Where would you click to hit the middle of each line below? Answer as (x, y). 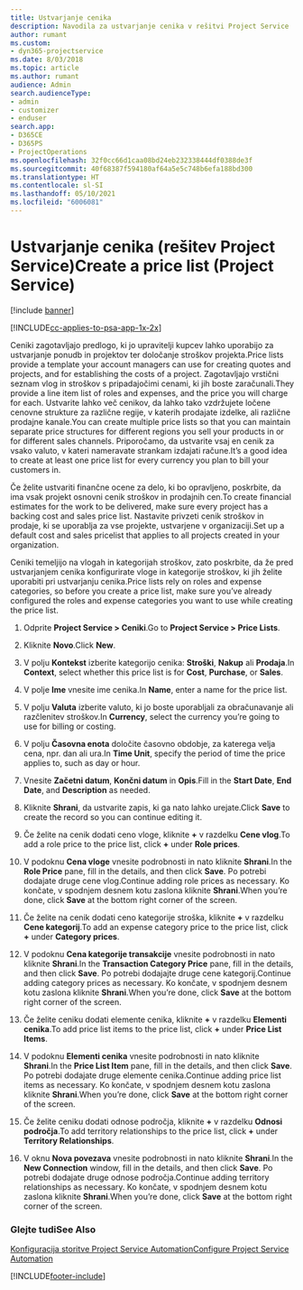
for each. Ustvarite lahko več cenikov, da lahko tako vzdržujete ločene (141, 402)
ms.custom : (31, 43)
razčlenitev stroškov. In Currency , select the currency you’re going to (151, 716)
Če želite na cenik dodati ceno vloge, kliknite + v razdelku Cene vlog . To (157, 834)
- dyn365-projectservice (57, 51)
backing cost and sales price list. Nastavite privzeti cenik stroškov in (137, 516)
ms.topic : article (45, 69)
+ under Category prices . (71, 936)
